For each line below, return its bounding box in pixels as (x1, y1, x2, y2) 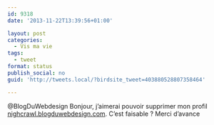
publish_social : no (7, 69, 66, 77)
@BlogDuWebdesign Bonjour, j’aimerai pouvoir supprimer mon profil (7, 102, 208, 110)
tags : (7, 50, 24, 57)
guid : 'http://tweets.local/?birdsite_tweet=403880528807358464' (7, 76, 205, 83)
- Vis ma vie (14, 43, 53, 50)
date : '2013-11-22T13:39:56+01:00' (7, 17, 113, 24)
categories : (7, 36, 43, 43)
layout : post (7, 30, 46, 37)
